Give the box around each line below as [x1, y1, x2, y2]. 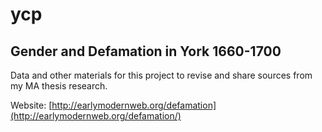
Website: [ [10, 99, 53, 111]
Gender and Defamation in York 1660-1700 [10, 43, 282, 60]
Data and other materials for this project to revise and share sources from [10, 69, 313, 81]
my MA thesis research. [10, 80, 108, 92]
